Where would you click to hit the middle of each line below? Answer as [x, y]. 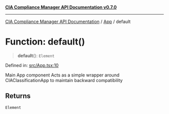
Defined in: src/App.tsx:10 [32, 65]
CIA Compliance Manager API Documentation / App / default [68, 21]
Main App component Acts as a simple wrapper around [62, 75]
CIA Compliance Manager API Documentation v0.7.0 [61, 7]
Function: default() [45, 42]
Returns [18, 96]
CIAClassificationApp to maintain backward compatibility [64, 80]
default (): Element [36, 55]
